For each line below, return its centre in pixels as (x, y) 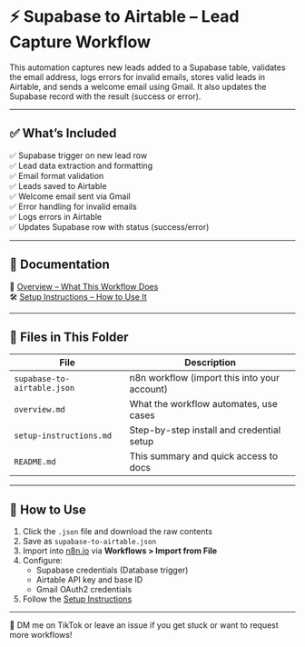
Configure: (43, 561)
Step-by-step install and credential (205, 430)
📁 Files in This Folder (69, 337)
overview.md (40, 410)
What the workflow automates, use (204, 404)
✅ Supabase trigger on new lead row (79, 155)
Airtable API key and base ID (89, 580)
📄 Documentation (60, 265)
